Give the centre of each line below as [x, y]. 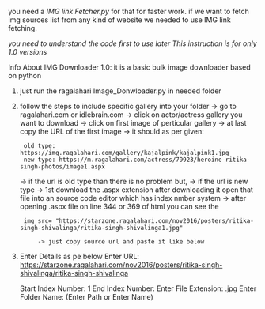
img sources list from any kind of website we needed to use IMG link [119, 20]
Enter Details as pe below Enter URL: [79, 256]
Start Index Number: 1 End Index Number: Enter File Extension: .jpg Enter [138, 288]
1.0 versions [28, 52]
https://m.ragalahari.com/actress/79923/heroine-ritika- [155, 160]
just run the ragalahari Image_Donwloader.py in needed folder [120, 91]
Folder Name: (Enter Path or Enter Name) [87, 297]
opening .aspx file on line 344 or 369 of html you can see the [119, 206]
